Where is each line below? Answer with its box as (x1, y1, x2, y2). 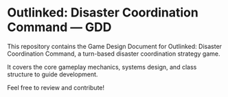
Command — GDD (7, 19, 112, 35)
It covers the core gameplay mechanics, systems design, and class (7, 63, 197, 71)
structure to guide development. (7, 70, 98, 78)
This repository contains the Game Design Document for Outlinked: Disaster (7, 42, 222, 50)
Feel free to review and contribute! (7, 83, 105, 91)
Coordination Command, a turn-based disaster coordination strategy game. (7, 50, 220, 58)
